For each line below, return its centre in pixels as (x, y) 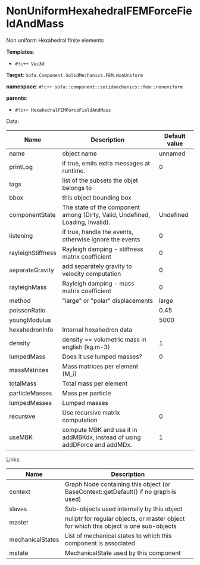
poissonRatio (27, 310)
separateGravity (32, 270)
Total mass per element (95, 383)
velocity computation (92, 274)
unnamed (172, 153)
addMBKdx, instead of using (101, 437)
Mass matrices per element (100, 366)
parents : (17, 98)
